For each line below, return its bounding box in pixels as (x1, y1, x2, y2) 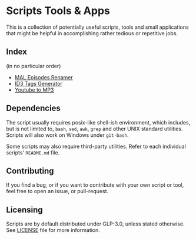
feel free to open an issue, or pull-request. (6, 188, 109, 195)
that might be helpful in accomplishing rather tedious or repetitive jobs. (6, 29, 178, 36)
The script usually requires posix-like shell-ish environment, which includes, (6, 119, 191, 126)
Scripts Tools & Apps (6, 4, 111, 18)
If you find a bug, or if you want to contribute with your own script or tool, (6, 181, 184, 188)
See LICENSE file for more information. (6, 227, 100, 234)
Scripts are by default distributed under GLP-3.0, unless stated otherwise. (6, 220, 185, 227)
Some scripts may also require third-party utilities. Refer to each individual (6, 143, 187, 150)
